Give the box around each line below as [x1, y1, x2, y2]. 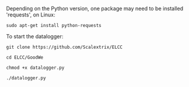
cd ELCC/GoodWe [6, 55, 44, 61]
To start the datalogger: [6, 33, 64, 40]
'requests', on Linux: [6, 11, 56, 18]
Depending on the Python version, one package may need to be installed [6, 5, 184, 12]
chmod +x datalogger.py [6, 65, 65, 71]
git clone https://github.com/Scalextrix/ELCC [6, 44, 123, 50]
